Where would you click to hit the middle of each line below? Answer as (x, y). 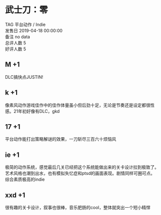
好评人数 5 (16, 49)
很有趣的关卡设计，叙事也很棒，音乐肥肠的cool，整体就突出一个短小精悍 (78, 207)
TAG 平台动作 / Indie (25, 24)
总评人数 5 (16, 43)
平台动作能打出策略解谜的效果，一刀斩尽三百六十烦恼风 (60, 139)
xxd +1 (15, 195)
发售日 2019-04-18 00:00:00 (34, 30)
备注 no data (18, 37)
